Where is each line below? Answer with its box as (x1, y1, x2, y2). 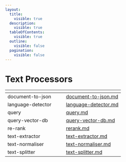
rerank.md (65, 125, 89, 132)
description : (9, 20, 36, 26)
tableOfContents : (9, 30, 45, 35)
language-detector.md (65, 101, 119, 108)
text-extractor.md (65, 133, 107, 140)
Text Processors (5, 74, 73, 84)
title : (9, 12, 23, 17)
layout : (5, 7, 21, 12)
